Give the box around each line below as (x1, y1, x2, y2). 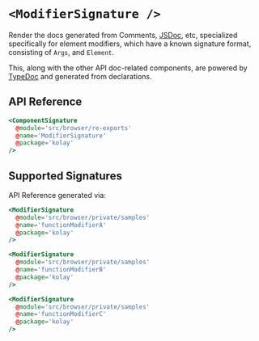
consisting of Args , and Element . (8, 47, 115, 57)
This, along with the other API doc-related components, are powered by (8, 63, 248, 73)
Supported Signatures (8, 169, 123, 183)
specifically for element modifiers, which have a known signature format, (8, 39, 252, 48)
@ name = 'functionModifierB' (15, 266, 107, 274)
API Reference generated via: (8, 190, 107, 200)
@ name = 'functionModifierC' (15, 310, 107, 318)
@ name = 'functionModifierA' (15, 221, 107, 229)
